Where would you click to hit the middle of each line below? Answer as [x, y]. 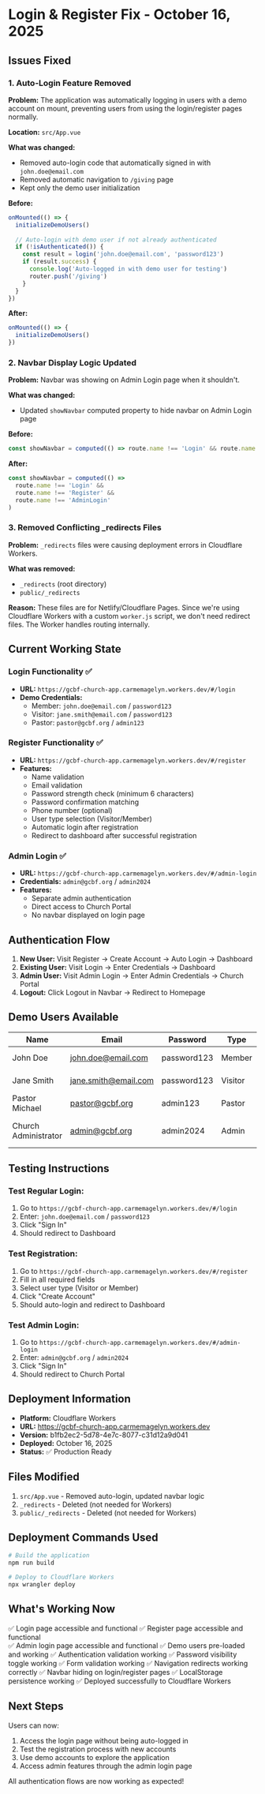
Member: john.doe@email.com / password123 [101, 706]
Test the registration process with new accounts [98, 1749]
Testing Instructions [59, 1169]
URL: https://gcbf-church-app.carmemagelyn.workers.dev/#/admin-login [138, 873]
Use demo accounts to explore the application [94, 1757]
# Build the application [49, 1556]
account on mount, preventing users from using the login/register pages [125, 108]
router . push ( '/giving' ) [68, 276]
